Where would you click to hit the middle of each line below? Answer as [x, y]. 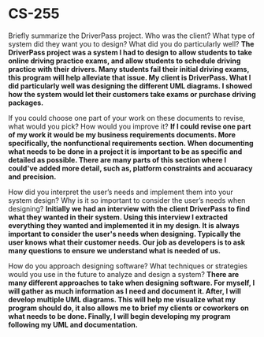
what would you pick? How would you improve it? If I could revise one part [130, 126]
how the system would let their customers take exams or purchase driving [132, 94]
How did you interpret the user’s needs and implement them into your [121, 192]
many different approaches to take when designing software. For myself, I [132, 283]
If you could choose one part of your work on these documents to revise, [127, 118]
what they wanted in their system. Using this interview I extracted [118, 217]
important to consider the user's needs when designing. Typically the [125, 234]
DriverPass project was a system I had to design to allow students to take [130, 52]
